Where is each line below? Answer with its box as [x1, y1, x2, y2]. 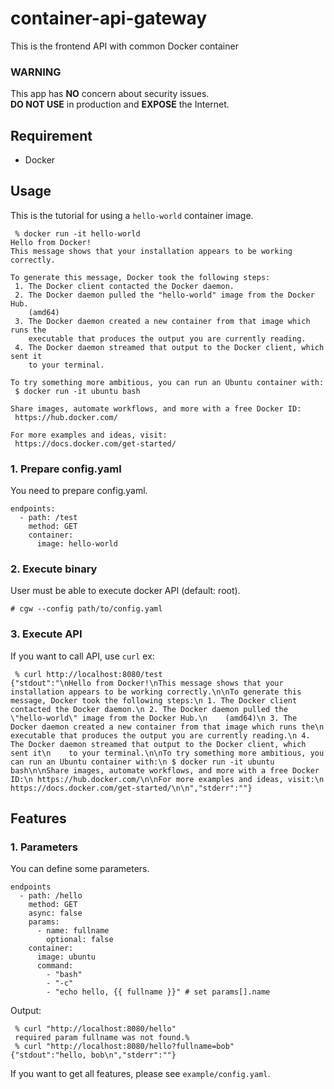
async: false [28, 908, 83, 919]
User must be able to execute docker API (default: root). [10, 585, 241, 597]
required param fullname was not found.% [14, 1033, 190, 1043]
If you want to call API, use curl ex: [10, 650, 155, 662]
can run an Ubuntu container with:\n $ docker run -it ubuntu [10, 757, 275, 767]
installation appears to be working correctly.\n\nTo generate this [10, 687, 302, 697]
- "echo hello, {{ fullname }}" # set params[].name [46, 987, 271, 997]
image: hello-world [36, 539, 118, 549]
